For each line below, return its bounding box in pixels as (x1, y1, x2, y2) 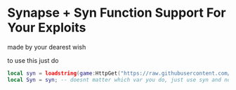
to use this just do (7, 56, 59, 64)
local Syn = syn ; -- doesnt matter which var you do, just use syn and (7, 76, 221, 83)
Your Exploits (7, 20, 86, 36)
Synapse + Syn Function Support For (7, 5, 226, 21)
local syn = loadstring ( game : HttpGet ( (7, 70, 121, 77)
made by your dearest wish (7, 43, 86, 51)
